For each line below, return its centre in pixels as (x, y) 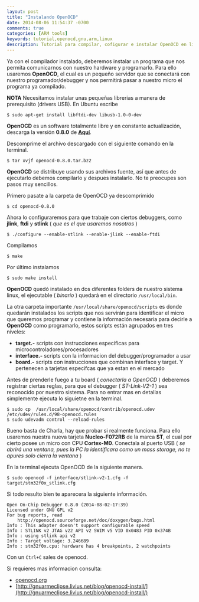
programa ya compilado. (37, 86)
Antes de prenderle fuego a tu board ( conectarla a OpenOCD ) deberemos (98, 379)
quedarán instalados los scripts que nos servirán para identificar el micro (96, 313)
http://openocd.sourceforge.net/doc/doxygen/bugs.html (86, 520)
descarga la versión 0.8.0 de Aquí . (49, 132)
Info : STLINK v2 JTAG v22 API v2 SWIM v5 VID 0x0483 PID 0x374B (89, 531)
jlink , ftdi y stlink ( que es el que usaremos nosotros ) (72, 223)
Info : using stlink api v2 (41, 536)
